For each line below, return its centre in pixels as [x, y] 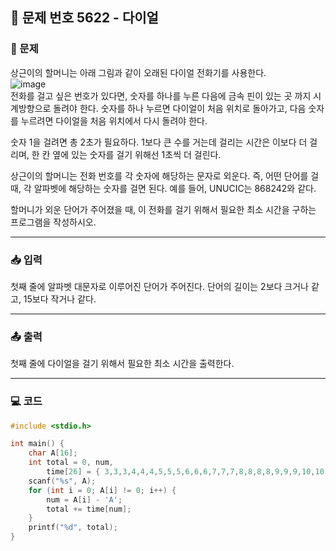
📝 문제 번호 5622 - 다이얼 [84, 18]
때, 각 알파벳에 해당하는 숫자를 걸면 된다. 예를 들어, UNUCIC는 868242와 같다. [163, 188]
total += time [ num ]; [89, 509]
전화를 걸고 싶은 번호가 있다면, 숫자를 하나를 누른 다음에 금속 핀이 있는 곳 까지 [161, 95]
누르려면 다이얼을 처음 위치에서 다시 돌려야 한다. [114, 120]
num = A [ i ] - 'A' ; [84, 499]
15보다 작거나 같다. [60, 299]
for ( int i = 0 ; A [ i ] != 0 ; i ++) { [102, 490]
